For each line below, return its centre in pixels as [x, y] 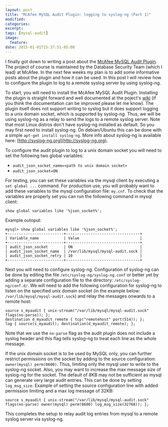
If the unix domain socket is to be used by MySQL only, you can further [78, 353]
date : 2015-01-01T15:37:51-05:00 [40, 47]
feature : [19, 43]
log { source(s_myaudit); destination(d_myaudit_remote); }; [70, 324]
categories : [18, 24]
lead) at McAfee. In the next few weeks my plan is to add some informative [82, 72]
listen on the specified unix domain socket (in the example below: [73, 291]
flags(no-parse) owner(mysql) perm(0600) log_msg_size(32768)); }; [77, 404]
